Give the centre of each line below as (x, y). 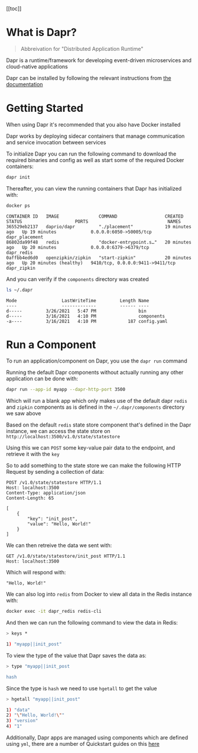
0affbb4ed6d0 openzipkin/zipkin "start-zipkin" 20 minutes (99, 258)
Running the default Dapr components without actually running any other (95, 373)
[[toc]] (14, 9)
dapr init (18, 177)
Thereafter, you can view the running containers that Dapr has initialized (94, 188)
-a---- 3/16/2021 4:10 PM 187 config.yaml (87, 321)
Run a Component (51, 345)
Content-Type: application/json (46, 493)
